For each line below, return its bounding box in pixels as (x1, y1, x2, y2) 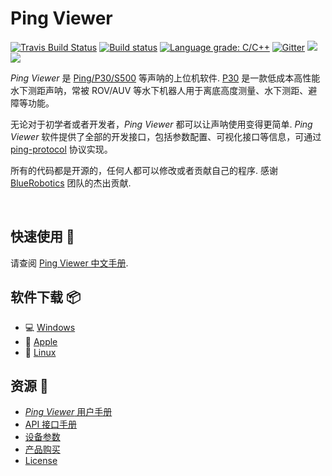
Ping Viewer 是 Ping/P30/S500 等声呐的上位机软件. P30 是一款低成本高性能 (10, 72, 321, 84)
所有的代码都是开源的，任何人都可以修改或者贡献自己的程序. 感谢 (10, 164, 278, 176)
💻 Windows (24, 321, 76, 333)
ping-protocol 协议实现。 (10, 143, 113, 155)
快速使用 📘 (10, 228, 75, 246)
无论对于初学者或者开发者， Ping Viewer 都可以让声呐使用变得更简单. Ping (10, 118, 313, 130)
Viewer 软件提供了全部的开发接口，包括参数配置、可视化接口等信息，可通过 (10, 130, 322, 142)
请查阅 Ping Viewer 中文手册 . (10, 257, 129, 269)
